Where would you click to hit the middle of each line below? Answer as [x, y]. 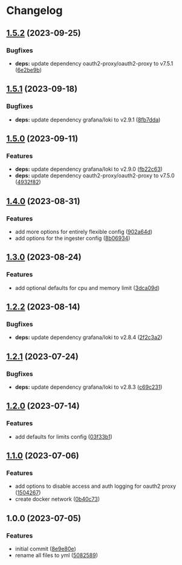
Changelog [34, 11]
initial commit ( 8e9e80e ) [46, 549]
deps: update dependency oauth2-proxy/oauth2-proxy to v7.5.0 [95, 176]
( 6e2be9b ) [28, 70]
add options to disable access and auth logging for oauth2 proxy [96, 486]
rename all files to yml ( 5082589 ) [56, 555]
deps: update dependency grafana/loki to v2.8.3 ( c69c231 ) [89, 387]
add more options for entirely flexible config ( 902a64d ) [84, 231]
